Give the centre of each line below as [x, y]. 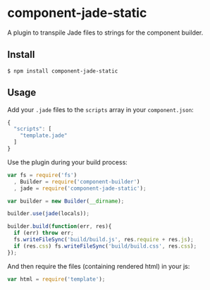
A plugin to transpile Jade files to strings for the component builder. [105, 32]
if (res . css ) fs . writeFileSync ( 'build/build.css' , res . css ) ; [105, 246]
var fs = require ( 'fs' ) [42, 175]
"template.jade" [44, 135]
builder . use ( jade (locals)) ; [49, 214]
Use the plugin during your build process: [68, 162]
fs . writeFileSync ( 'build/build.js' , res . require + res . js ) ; [104, 240]
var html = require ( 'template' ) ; [56, 279]
